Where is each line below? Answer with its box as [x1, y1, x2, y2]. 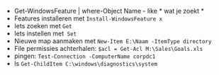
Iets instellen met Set [13, 29, 77, 37]
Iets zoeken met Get [13, 22, 72, 30]
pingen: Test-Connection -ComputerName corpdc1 [13, 52, 156, 60]
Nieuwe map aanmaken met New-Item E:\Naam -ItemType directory [13, 37, 212, 45]
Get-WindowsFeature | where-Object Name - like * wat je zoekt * [13, 7, 204, 15]
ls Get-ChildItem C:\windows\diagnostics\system [13, 59, 158, 67]
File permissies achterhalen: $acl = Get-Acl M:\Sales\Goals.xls [13, 45, 203, 52]
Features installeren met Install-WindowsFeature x [13, 14, 163, 23]
